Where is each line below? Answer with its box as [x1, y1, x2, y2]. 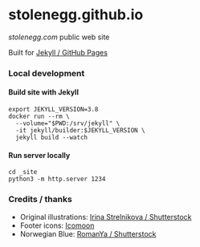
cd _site [8, 168, 38, 176]
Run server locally [8, 150, 71, 160]
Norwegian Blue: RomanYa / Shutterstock [19, 229, 157, 238]
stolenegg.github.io [8, 6, 144, 24]
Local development [8, 67, 85, 79]
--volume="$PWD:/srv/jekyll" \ [15, 119, 120, 128]
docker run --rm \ [8, 112, 70, 121]
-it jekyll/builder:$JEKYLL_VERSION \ [15, 127, 146, 135]
